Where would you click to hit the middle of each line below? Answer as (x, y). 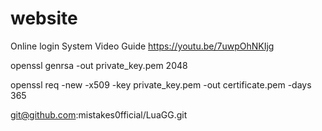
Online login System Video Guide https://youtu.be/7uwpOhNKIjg (142, 46)
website (44, 18)
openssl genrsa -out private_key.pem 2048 (99, 65)
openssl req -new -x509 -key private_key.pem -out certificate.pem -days (161, 84)
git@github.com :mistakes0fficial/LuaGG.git (99, 114)
